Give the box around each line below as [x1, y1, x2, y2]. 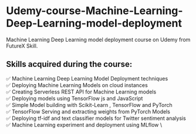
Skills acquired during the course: [6, 59, 133, 69]
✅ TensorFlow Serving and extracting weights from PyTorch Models [6, 108, 170, 115]
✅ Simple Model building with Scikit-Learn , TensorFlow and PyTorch [6, 101, 173, 108]
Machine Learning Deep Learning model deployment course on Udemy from [6, 36, 191, 43]
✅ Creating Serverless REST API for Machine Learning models [6, 88, 157, 95]
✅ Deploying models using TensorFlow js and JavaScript [6, 95, 143, 102]
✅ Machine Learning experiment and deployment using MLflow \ [6, 121, 163, 128]
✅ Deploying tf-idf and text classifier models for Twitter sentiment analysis [6, 115, 186, 122]
